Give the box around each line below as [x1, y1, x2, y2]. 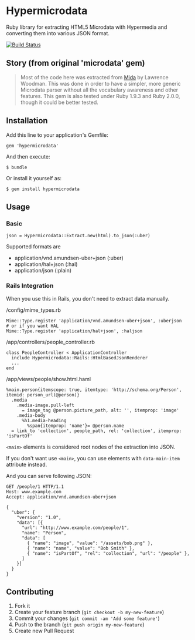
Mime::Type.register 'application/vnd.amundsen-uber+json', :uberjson [6, 318, 182, 324]
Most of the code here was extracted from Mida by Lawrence [20, 73, 169, 80]
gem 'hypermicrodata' [6, 143, 59, 149]
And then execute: [6, 153, 50, 160]
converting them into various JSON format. [6, 29, 110, 36]
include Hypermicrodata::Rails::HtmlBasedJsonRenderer [11, 355, 148, 361]
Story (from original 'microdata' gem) [6, 58, 145, 68]
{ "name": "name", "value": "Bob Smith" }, [27, 545, 135, 551]
